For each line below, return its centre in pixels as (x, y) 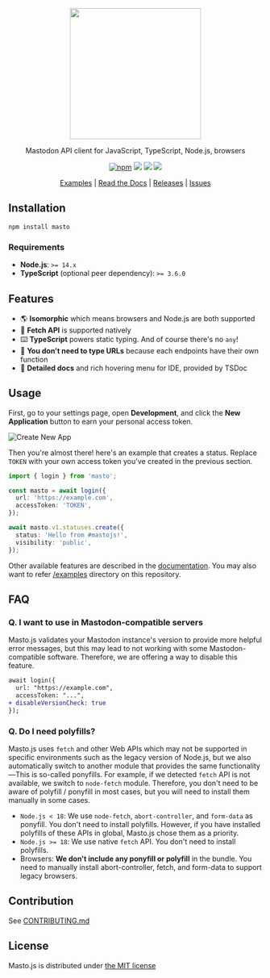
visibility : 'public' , (54, 542)
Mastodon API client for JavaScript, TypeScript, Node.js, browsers (135, 150)
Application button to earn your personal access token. (101, 421)
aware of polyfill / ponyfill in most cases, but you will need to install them (129, 792)
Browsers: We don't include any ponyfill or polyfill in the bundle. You (136, 859)
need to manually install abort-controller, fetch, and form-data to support (141, 867)
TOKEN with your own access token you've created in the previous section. (130, 461)
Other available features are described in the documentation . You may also (132, 566)
